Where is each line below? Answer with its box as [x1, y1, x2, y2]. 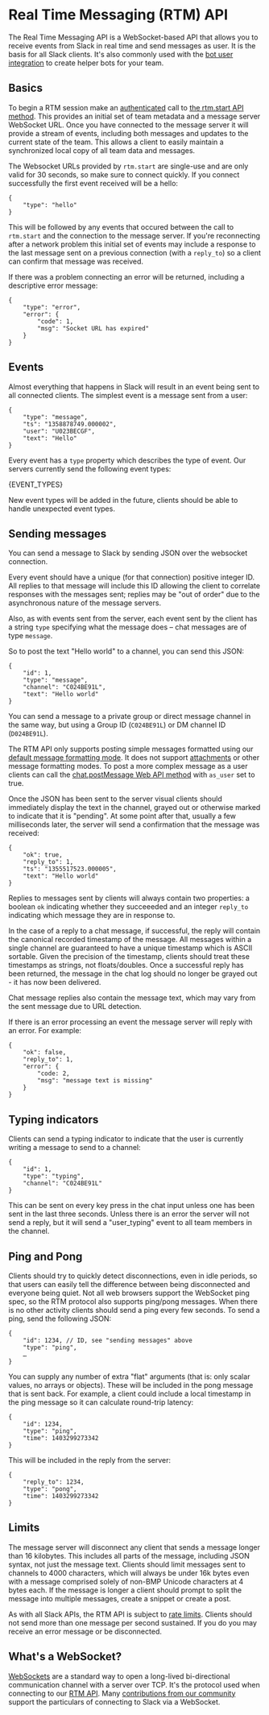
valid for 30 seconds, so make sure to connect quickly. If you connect [8, 169, 240, 179]
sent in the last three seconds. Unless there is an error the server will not [8, 1209, 250, 1219]
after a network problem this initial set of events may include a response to [8, 239, 256, 249]
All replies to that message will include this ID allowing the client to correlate [8, 581, 260, 591]
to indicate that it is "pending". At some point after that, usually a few [8, 812, 236, 821]
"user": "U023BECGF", [23, 427, 95, 435]
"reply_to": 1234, [23, 1478, 85, 1486]
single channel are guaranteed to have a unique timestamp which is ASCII [8, 943, 253, 953]
